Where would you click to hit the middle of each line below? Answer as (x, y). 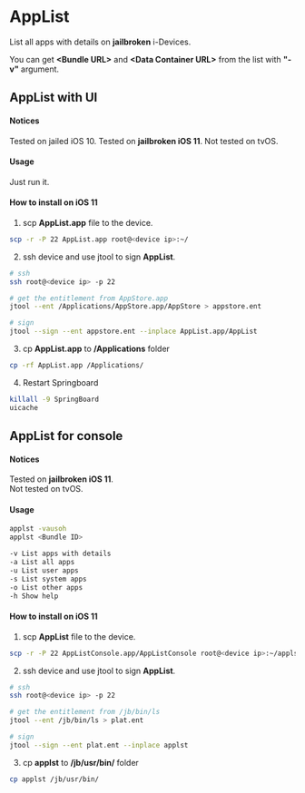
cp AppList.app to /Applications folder (96, 349)
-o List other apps (46, 587)
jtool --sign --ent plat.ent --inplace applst (99, 745)
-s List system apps (49, 579)
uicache (24, 407)
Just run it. (30, 181)
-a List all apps (42, 563)
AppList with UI (54, 98)
